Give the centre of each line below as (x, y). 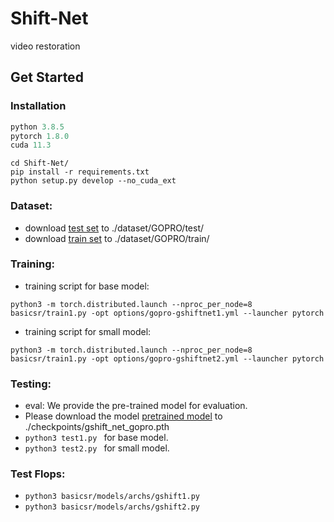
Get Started (47, 77)
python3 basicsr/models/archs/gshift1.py (112, 497)
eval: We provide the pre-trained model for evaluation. (136, 406)
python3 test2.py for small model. (97, 448)
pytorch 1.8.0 (40, 136)
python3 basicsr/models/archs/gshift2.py (112, 507)
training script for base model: (87, 286)
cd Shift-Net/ (40, 163)
